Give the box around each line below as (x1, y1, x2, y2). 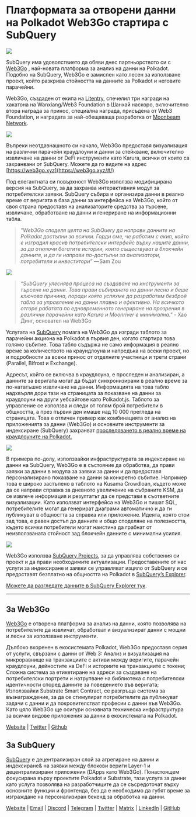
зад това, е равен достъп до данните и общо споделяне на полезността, (6, 517, 187, 524)
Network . (6, 119, 29, 126)
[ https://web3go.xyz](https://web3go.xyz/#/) (6, 167, 115, 174)
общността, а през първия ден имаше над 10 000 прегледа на (6, 408, 161, 415)
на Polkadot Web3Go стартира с (6, 16, 169, 29)
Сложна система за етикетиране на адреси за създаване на (6, 669, 157, 676)
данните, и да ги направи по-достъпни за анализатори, (20, 251, 161, 258)
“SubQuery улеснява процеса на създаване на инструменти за (20, 280, 180, 287)
